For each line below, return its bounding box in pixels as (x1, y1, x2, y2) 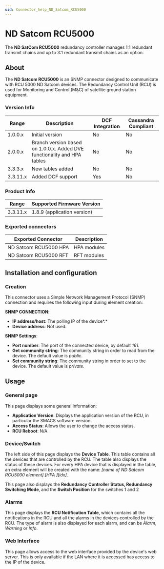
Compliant (128, 123, 154, 130)
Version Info (5, 104, 35, 111)
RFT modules (73, 252, 104, 259)
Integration (93, 123, 120, 130)
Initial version (31, 131, 62, 138)
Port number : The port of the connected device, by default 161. (12, 342, 140, 348)
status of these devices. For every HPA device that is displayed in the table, (5, 461, 157, 467)
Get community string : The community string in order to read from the (12, 347, 155, 353)
